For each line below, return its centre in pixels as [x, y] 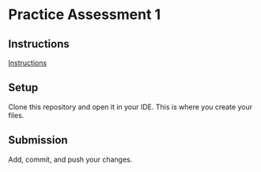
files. [16, 115]
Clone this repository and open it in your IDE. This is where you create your [130, 107]
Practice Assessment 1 [85, 15]
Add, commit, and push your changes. [70, 159]
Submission [38, 140]
